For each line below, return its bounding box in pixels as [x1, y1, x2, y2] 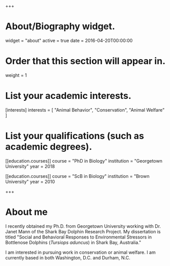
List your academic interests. [5, 90, 132, 102]
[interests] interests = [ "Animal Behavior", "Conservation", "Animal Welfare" [5, 107, 165, 113]
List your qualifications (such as [5, 130, 144, 142]
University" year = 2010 [5, 178, 55, 184]
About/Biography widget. [5, 21, 115, 32]
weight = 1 [5, 72, 27, 78]
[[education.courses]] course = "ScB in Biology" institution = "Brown [5, 173, 150, 179]
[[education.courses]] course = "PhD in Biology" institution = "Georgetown [5, 157, 162, 164]
